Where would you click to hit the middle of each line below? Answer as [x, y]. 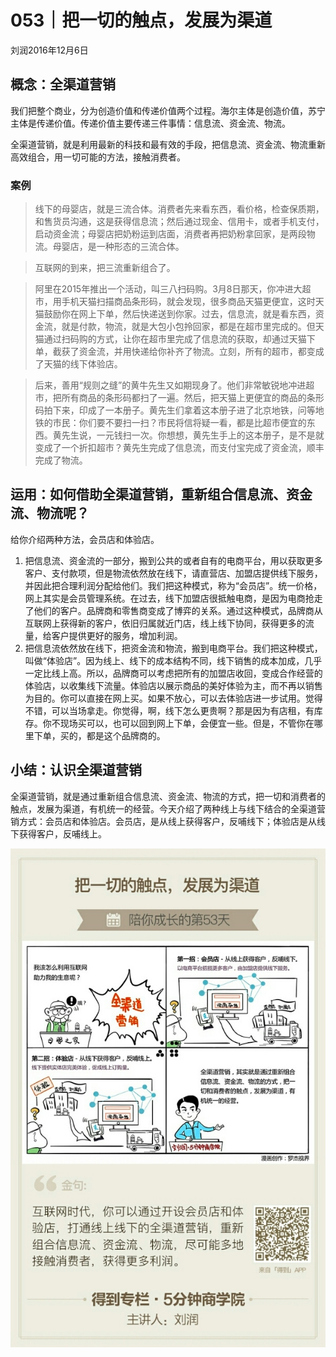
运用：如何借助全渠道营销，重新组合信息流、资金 [161, 494]
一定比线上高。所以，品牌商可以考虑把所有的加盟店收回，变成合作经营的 [173, 673]
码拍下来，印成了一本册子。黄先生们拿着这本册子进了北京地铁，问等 [175, 410]
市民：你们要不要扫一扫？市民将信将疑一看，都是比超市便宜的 [179, 423]
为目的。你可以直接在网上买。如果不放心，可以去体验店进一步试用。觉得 [173, 698]
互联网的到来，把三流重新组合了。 [105, 268]
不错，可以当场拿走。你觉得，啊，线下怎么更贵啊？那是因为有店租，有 [169, 710]
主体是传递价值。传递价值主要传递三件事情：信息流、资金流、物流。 [150, 123]
